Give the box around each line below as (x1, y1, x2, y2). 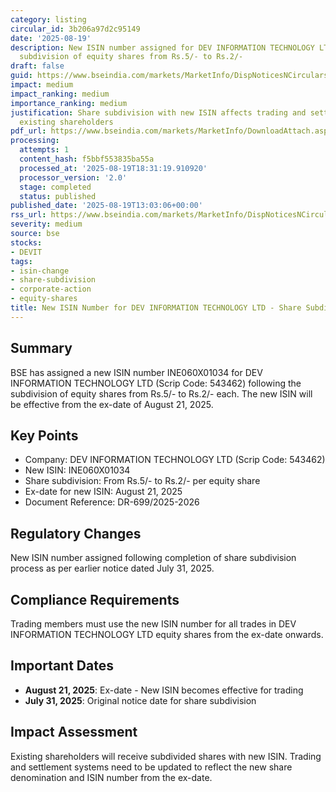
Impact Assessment (10, 724, 138, 741)
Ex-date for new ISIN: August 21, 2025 (24, 486, 183, 498)
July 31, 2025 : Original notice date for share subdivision (24, 694, 257, 706)
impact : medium (10, 80, 74, 90)
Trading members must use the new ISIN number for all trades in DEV (10, 618, 297, 630)
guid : (10, 71, 33, 81)
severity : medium (10, 219, 83, 230)
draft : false (10, 61, 65, 71)
